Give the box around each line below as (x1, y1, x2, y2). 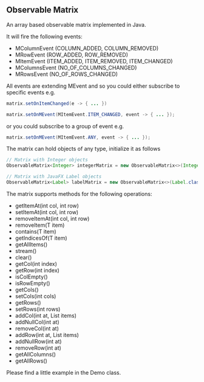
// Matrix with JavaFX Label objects (6, 173, 102, 180)
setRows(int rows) (15, 305, 61, 313)
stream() (15, 247, 37, 254)
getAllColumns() (15, 350, 56, 358)
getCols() (15, 286, 39, 293)
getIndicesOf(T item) (15, 234, 68, 241)
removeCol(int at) (15, 325, 59, 332)
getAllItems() (15, 240, 48, 248)
